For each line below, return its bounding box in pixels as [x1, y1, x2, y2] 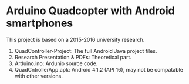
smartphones [6, 16, 73, 30]
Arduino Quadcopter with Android [6, 4, 175, 18]
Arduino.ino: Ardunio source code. [14, 60, 98, 67]
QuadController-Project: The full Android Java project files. [14, 47, 157, 54]
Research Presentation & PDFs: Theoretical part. [14, 53, 132, 61]
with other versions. [14, 72, 63, 79]
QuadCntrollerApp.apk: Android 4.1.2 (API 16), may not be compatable [14, 66, 184, 73]
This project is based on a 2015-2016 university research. [6, 36, 145, 43]
